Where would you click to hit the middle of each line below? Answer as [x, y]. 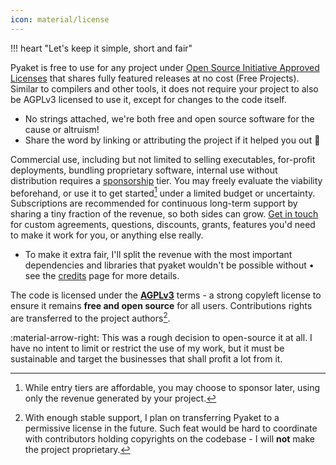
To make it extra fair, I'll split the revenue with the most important [158, 255]
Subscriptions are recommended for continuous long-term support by [154, 203]
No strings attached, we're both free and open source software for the [169, 118]
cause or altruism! [62, 129]
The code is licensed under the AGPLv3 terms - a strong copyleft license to [166, 295]
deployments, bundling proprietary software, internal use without [144, 170]
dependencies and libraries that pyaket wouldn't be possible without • [169, 265]
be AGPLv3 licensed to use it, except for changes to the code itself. [148, 99]
